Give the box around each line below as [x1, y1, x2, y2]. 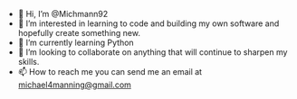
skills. [17, 57, 40, 67]
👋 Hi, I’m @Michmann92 [17, 9, 109, 19]
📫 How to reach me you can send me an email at [17, 67, 202, 76]
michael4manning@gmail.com [17, 79, 131, 90]
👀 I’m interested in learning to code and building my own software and [17, 18, 280, 29]
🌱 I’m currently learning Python [17, 37, 134, 48]
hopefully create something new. [17, 28, 140, 38]
